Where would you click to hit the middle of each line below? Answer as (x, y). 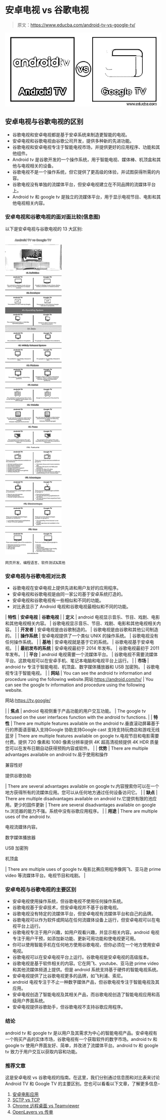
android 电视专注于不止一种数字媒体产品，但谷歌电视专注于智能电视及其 (86, 982)
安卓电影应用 (25, 1094)
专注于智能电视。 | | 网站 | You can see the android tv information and (80, 673)
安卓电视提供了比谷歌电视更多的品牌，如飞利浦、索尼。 (69, 976)
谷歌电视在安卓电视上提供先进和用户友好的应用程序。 (67, 588)
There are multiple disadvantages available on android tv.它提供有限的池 (79, 799)
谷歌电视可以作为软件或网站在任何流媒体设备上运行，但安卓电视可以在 (84, 920)
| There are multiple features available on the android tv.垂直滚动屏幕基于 (85, 724)
